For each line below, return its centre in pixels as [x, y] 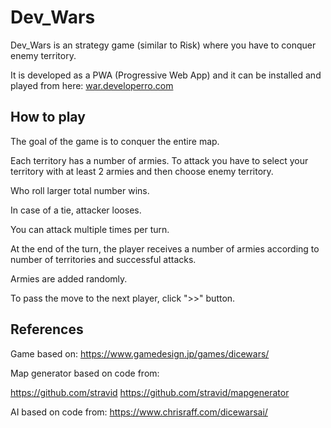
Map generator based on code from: [85, 373]
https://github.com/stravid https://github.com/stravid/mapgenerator [150, 392]
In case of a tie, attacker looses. [76, 210]
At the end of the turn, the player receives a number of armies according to [165, 248]
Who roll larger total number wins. [80, 190]
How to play [48, 117]
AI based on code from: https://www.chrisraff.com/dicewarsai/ [139, 412]
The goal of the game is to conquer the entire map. [115, 141]
